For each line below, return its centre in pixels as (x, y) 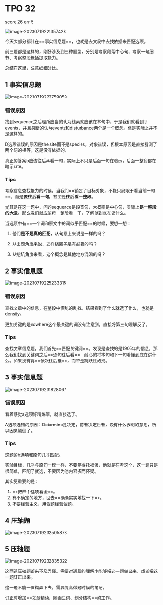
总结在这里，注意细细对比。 (33, 68)
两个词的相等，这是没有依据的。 (37, 150)
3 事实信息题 (24, 377)
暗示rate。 (15, 167)
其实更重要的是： (22, 481)
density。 (15, 314)
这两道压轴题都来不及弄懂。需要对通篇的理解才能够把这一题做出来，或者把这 (81, 571)
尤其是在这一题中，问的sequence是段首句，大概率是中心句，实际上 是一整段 (81, 207)
